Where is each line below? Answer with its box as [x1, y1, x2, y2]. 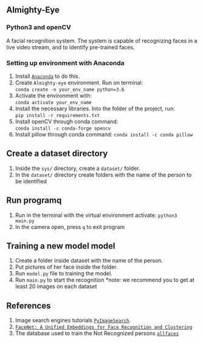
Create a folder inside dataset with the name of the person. [15, 257, 163, 264]
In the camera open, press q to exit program [15, 223, 125, 230]
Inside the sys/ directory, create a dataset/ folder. [15, 164, 141, 172]
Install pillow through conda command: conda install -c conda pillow [15, 130, 193, 138]
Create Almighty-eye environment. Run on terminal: [15, 79, 143, 86]
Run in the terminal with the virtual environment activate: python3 [15, 211, 177, 219]
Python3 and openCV [6, 23, 72, 32]
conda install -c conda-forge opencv [15, 125, 111, 132]
